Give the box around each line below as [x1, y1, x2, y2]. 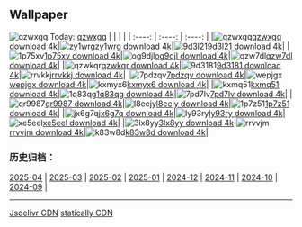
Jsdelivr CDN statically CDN [9, 207, 114, 219]
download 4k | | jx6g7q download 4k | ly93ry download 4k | [9, 107, 286, 118]
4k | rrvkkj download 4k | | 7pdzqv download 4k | [9, 69, 247, 80]
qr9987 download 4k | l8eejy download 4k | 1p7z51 [44, 98, 290, 109]
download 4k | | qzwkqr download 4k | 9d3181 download [9, 59, 281, 70]
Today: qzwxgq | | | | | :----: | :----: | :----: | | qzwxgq [49, 31, 281, 41]
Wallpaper [9, 7, 69, 23]
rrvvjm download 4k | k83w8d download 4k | [9, 126, 209, 138]
